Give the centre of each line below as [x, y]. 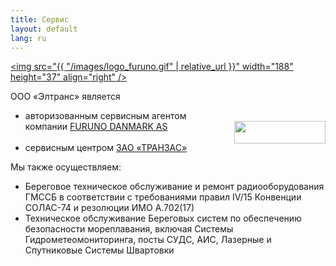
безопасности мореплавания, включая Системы [129, 229]
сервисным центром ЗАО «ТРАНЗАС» [106, 148]
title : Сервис [40, 19]
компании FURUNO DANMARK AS [96, 127]
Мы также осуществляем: [66, 167]
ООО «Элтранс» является [65, 97]
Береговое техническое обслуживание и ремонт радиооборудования [174, 187]
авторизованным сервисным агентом [105, 116]
